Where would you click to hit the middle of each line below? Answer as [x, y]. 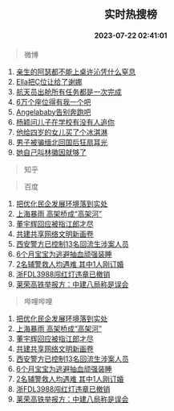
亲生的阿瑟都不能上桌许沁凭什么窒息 [76, 72]
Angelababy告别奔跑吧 [53, 112]
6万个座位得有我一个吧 [53, 102]
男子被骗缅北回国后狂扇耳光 [62, 142]
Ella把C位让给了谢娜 [49, 81]
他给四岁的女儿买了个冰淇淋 [62, 132]
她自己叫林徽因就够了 [51, 152]
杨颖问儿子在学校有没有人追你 [65, 122]
